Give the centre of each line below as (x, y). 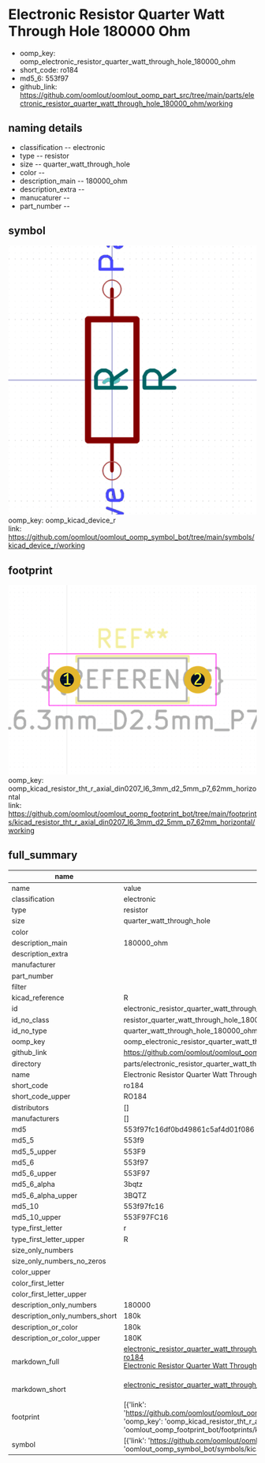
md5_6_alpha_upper (44, 1195)
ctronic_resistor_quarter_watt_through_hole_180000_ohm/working (126, 103)
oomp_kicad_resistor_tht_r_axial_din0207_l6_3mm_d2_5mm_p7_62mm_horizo (132, 789)
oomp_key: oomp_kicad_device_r (62, 520)
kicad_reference (38, 998)
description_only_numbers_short (64, 1316)
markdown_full (35, 1361)
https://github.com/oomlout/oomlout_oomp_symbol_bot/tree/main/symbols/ (131, 537)
